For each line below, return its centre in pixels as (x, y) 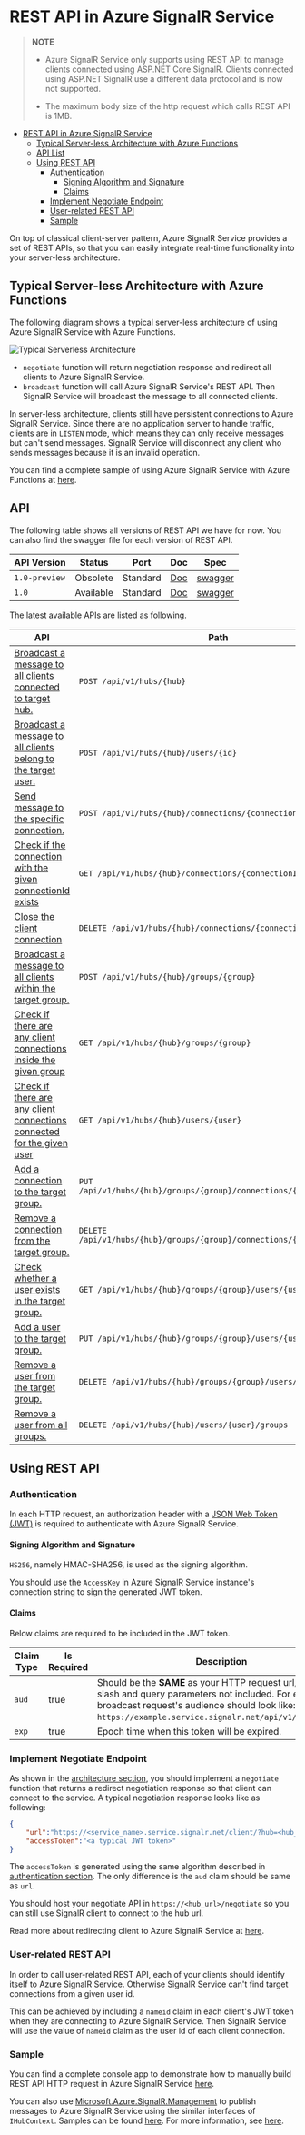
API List (50, 153)
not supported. (73, 88)
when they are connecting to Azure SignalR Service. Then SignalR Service (148, 2020)
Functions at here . (43, 479)
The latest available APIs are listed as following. (98, 615)
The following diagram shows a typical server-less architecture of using (144, 322)
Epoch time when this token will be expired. (189, 1731)
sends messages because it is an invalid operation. (105, 452)
